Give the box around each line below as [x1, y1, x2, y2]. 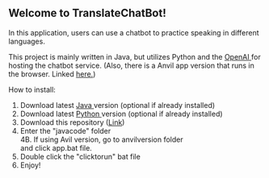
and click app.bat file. [19, 143, 93, 152]
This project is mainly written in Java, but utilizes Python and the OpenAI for [8, 52, 261, 61]
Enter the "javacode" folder [19, 126, 111, 135]
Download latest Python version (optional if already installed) [19, 109, 224, 118]
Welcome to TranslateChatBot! [8, 6, 167, 20]
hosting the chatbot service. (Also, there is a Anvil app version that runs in [8, 60, 254, 70]
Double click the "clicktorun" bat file [19, 151, 141, 161]
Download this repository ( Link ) [19, 117, 125, 127]
